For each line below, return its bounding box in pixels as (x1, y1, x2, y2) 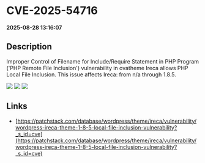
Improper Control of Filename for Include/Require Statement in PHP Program (6, 57, 199, 65)
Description (6, 42, 52, 52)
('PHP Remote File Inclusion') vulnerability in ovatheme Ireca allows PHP (6, 64, 188, 71)
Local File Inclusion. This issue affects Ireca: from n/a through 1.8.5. (6, 71, 176, 78)
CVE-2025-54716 (6, 4, 98, 18)
